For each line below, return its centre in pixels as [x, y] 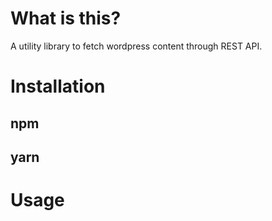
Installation [58, 86]
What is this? [66, 18]
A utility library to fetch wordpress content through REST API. [136, 46]
